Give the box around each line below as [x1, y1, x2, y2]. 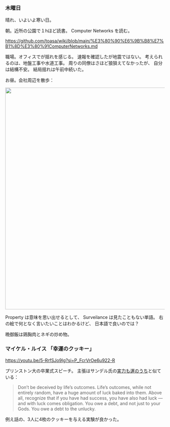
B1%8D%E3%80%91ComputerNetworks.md [5, 43, 98, 49]
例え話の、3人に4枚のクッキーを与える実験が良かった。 [5, 416, 122, 422]
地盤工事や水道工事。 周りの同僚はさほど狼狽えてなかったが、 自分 [22, 60, 163, 66]
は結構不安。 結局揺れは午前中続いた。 [5, 66, 87, 73]
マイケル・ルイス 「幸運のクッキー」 [5, 345, 95, 352]
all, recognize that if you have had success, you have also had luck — [17, 395, 163, 401]
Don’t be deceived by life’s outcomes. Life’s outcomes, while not [17, 384, 152, 390]
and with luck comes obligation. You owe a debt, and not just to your [17, 400, 161, 406]
